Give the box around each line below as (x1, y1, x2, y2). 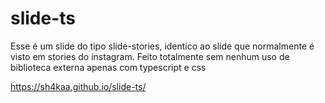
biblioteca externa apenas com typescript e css (10, 61, 207, 73)
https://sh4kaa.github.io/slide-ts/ (10, 80, 147, 92)
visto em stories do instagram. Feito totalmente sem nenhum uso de (10, 50, 290, 62)
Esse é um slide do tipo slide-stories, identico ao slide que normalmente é (10, 40, 315, 52)
